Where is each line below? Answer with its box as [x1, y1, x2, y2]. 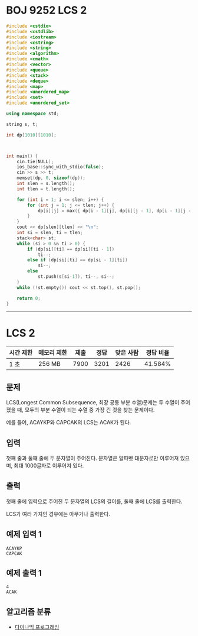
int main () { [6, 153, 38, 159]
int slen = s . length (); [16, 181, 75, 187]
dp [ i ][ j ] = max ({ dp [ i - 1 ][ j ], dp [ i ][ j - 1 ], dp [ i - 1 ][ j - [37, 207, 192, 213]
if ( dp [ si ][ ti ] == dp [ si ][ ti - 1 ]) [27, 246, 115, 252]
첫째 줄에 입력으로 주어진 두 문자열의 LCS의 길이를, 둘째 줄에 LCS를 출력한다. [6, 498, 183, 505]
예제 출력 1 [6, 568, 42, 578]
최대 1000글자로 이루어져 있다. [14, 462, 84, 469]
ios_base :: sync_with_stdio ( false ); [16, 164, 104, 170]
